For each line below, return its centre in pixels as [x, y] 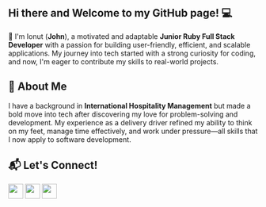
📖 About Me [38, 87]
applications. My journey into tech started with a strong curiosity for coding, [132, 53]
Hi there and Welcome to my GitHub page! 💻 [120, 13]
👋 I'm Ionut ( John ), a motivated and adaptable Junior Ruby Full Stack [122, 36]
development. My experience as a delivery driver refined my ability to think [130, 122]
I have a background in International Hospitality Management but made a [129, 105]
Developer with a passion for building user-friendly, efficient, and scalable [129, 44]
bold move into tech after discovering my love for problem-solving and [123, 114]
